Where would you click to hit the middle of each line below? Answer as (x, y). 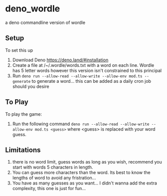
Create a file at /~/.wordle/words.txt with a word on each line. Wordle (83, 65)
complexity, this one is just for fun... (49, 189)
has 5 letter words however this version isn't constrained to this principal (87, 70)
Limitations (23, 150)
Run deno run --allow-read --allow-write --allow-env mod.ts (77, 76)
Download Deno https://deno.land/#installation (60, 60)
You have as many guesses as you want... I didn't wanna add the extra (84, 183)
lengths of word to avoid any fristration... (54, 178)
